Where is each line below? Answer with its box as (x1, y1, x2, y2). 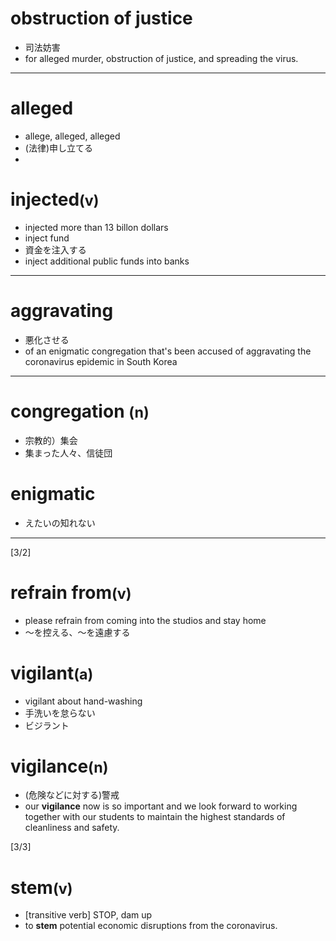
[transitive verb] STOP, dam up (24, 909, 153, 921)
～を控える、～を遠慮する (24, 626, 131, 638)
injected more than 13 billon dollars (24, 221, 169, 233)
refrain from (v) (10, 581, 132, 604)
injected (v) (10, 188, 100, 211)
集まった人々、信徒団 (24, 447, 113, 459)
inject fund (24, 232, 70, 244)
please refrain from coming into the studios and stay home (24, 614, 267, 626)
